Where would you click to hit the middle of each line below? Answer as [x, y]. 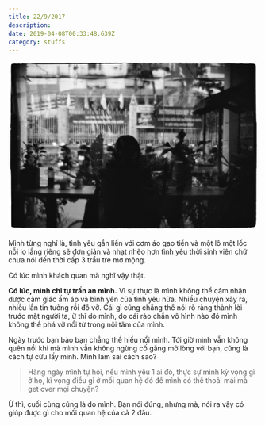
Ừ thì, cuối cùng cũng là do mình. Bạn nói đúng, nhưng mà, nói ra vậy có [126, 404]
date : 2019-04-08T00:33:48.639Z [61, 33]
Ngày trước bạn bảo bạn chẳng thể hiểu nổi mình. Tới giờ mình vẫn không [128, 340]
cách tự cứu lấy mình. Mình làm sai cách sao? [83, 357]
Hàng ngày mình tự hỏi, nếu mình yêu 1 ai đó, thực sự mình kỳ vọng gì [141, 372]
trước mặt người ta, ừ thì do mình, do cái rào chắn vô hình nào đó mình [123, 316]
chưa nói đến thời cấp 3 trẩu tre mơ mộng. [77, 260]
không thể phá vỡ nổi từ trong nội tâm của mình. [86, 324]
